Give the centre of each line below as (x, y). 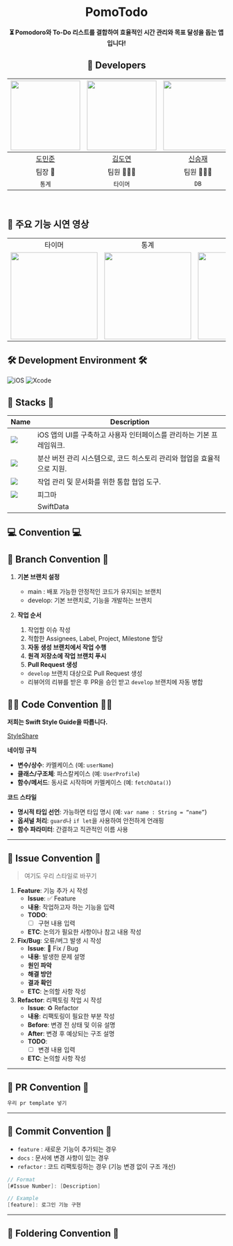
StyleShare (23, 736)
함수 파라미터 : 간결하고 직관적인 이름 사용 (72, 830)
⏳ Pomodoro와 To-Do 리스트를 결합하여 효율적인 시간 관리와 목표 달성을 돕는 (113, 32)
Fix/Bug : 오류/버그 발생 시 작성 (59, 941)
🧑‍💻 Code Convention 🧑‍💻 (60, 704)
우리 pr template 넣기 (37, 1103)
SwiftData (53, 507)
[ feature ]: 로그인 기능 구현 (44, 1205)
